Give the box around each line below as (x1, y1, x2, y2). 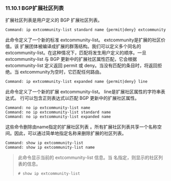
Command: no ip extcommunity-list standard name (5, 110, 111, 115)
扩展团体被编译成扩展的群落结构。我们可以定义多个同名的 (19, 43, 141, 50)
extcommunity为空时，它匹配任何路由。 (19, 69, 104, 75)
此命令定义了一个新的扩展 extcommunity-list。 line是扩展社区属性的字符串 (5, 88, 161, 95)
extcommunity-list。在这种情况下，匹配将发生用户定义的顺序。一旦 (5, 50, 147, 56)
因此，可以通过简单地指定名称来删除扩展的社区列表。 (14, 130, 126, 137)
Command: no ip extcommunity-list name (5, 105, 91, 110)
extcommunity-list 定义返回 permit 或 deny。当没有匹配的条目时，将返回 (5, 62, 158, 69)
